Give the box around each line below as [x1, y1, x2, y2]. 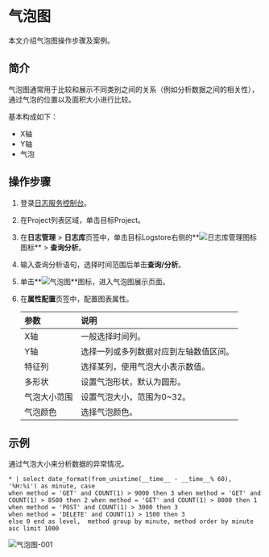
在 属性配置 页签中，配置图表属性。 [19, 294, 134, 304]
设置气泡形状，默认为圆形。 [80, 376, 186, 387]
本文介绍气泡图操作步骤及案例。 [8, 36, 114, 45]
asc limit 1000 [8, 525, 60, 533]
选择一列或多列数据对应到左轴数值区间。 [80, 346, 234, 357]
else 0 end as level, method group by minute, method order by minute [8, 517, 254, 526]
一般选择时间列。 [80, 330, 146, 341]
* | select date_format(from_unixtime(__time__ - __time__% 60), [8, 475, 232, 484]
